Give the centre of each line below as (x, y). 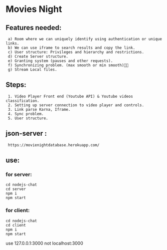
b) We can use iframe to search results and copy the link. (72, 48)
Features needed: (34, 28)
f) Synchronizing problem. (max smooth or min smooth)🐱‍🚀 (68, 65)
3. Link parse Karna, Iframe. (39, 109)
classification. (22, 101)
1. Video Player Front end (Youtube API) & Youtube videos (71, 96)
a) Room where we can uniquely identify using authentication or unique (85, 39)
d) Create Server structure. (38, 56)
